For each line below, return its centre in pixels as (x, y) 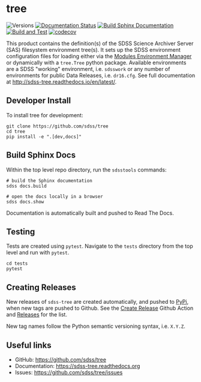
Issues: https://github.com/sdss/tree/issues (69, 372)
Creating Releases (41, 287)
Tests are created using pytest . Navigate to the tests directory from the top (100, 246)
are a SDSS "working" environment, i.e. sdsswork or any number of (88, 69)
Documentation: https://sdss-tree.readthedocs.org (77, 366)
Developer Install (38, 101)
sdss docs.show (25, 202)
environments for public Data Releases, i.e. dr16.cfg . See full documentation (101, 75)
